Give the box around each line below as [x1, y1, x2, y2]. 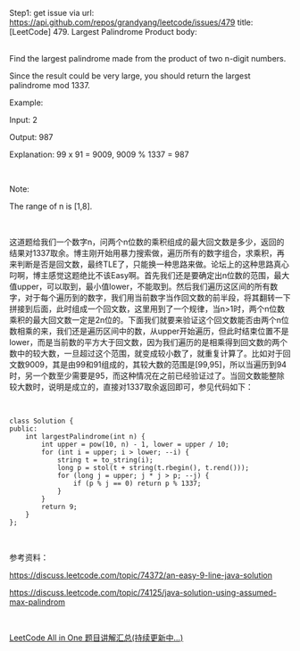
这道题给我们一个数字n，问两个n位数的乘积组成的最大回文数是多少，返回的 [9, 236, 285, 247]
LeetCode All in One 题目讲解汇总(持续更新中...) [9, 632, 184, 643]
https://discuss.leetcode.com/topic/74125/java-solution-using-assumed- [9, 588, 277, 597]
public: [9, 424, 38, 433]
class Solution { [9, 416, 74, 425]
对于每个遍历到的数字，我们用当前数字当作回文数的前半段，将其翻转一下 [24, 293, 291, 302]
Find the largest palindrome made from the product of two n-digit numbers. [9, 54, 287, 63]
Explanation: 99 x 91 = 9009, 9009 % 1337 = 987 [9, 149, 189, 160]
